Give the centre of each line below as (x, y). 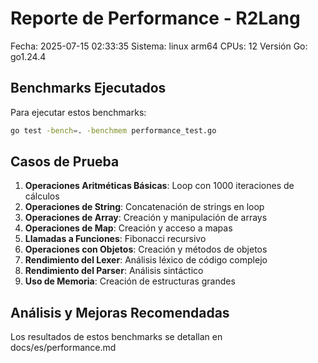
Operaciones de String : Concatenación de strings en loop (144, 207)
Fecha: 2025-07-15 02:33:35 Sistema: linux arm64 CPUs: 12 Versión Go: (159, 46)
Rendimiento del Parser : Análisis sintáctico (114, 271)
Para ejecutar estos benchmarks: (78, 112)
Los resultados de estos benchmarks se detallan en (116, 337)
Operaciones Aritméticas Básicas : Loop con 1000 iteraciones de (159, 186)
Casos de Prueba (65, 162)
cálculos (42, 196)
